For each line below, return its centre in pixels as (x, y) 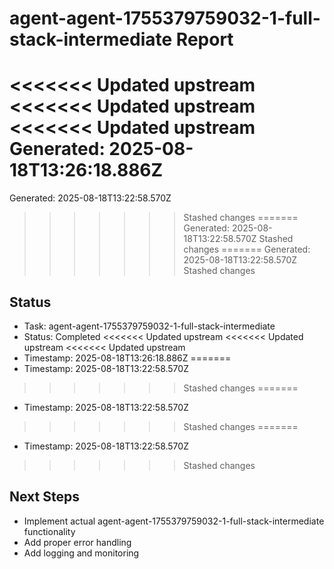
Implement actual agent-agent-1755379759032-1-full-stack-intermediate (174, 521)
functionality (49, 531)
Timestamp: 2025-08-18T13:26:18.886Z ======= (127, 358)
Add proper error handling (77, 542)
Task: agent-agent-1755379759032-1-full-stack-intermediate (149, 326)
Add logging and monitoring (81, 553)
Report (204, 39)
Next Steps (44, 497)
